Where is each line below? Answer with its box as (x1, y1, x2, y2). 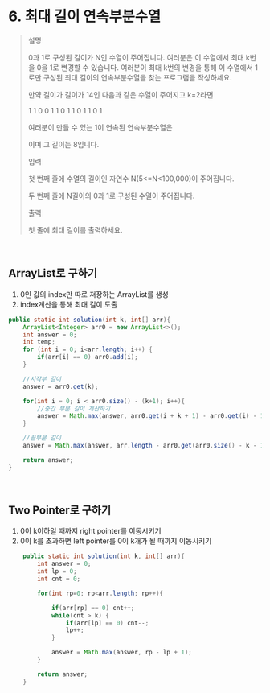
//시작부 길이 (22, 375, 62, 383)
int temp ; (22, 338, 56, 346)
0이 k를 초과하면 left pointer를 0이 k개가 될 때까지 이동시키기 (19, 536, 212, 546)
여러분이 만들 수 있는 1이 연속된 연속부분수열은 (27, 122, 173, 132)
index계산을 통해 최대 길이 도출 (19, 299, 118, 309)
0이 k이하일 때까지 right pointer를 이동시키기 (19, 526, 162, 536)
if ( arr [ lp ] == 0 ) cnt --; (65, 619, 149, 627)
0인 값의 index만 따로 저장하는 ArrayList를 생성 (19, 289, 169, 299)
